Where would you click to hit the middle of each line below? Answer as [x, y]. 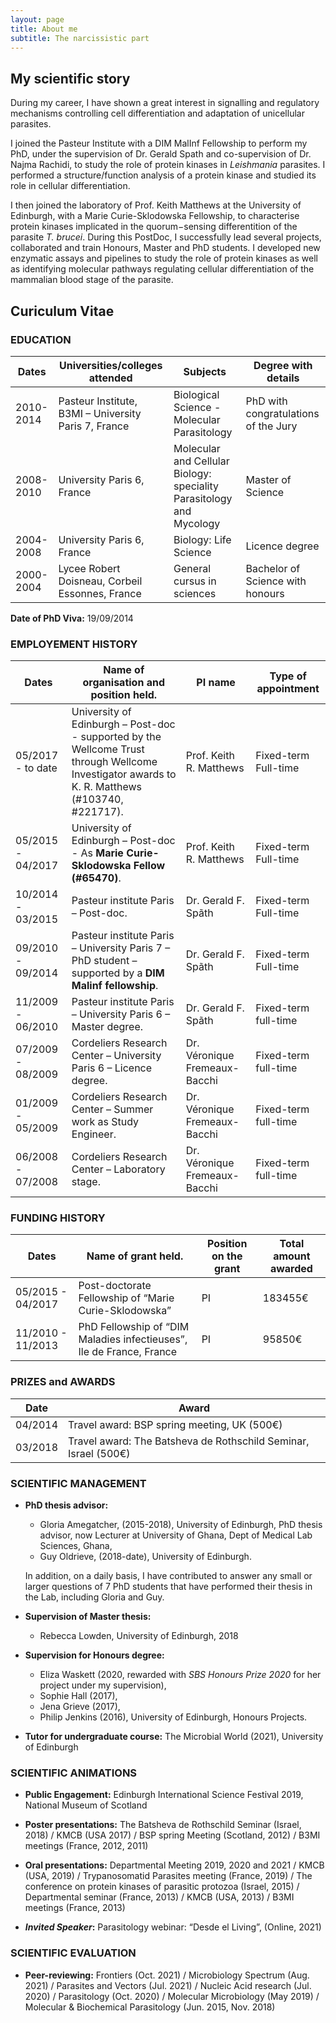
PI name [216, 683]
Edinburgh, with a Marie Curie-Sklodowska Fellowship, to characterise [155, 216]
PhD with [266, 401]
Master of [268, 479]
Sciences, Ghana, [76, 1546]
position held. [124, 695]
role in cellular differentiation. [70, 186]
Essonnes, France [100, 593]
